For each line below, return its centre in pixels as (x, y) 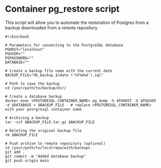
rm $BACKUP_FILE (21, 135)
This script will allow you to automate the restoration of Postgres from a (77, 22)
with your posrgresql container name (43, 109)
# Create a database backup (34, 96)
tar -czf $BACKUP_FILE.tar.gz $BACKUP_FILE (50, 122)
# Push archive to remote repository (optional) (55, 143)
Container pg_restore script (62, 9)
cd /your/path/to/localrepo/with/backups (48, 147)
